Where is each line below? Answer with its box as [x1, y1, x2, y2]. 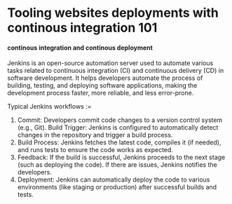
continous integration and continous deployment [7, 43, 153, 52]
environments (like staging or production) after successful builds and [17, 183, 217, 191]
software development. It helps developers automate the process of [7, 74, 203, 82]
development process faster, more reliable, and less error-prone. [7, 89, 194, 97]
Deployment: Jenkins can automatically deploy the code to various [17, 175, 210, 184]
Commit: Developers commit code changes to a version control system [17, 116, 223, 124]
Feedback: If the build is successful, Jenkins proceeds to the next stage [17, 153, 226, 162]
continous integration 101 [7, 20, 158, 36]
